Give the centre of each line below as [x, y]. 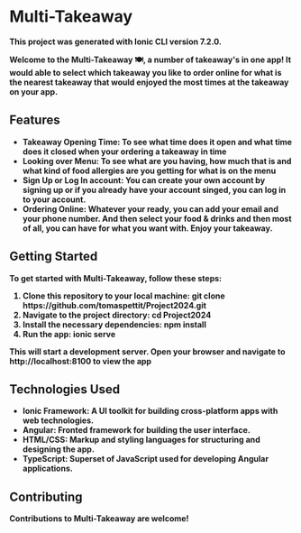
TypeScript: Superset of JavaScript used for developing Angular [145, 459]
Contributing [46, 496]
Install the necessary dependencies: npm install [114, 324]
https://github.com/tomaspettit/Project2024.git [114, 305]
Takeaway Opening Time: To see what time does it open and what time [157, 142]
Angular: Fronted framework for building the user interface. [136, 430]
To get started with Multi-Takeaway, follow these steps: [116, 278]
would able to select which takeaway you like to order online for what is [146, 72]
